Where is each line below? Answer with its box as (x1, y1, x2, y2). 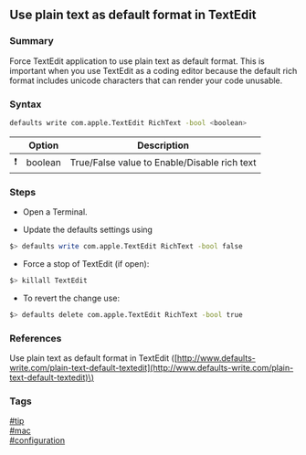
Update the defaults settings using (22, 224, 153, 236)
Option (28, 139, 59, 152)
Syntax (9, 98, 42, 111)
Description (136, 139, 190, 152)
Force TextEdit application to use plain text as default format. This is (9, 55, 265, 67)
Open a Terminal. (22, 206, 89, 217)
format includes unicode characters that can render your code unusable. (9, 75, 283, 86)
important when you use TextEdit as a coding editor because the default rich (9, 65, 298, 76)
